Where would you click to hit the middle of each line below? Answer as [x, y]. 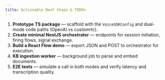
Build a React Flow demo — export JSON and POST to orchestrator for [85, 45]
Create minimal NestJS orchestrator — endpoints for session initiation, [86, 34]
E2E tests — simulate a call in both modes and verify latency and [79, 66]
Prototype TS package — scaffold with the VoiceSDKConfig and [77, 24]
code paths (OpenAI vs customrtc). [62, 29]
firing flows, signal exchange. [43, 40]
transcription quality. [33, 72]
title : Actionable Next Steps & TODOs [45, 10]
